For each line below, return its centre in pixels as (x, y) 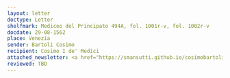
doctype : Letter (30, 20)
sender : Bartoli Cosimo (41, 45)
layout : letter (29, 13)
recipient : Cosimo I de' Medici (53, 52)
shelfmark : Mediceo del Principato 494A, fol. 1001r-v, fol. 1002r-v (108, 26)
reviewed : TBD (27, 64)
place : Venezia (29, 39)
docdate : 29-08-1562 (37, 32)
